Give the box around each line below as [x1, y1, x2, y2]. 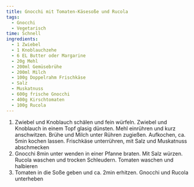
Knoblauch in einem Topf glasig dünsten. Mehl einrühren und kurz [14, 125, 176, 132]
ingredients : [6, 36, 38, 42]
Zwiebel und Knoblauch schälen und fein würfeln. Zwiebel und [14, 118, 167, 125]
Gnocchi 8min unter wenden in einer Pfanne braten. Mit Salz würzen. [14, 150, 183, 157]
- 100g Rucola [11, 102, 46, 108]
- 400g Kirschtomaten [11, 96, 65, 102]
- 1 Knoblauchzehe [11, 47, 57, 53]
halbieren [14, 162, 38, 169]
